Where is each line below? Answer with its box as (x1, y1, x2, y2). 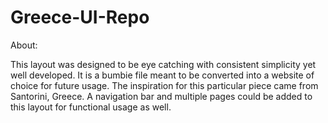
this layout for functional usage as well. (10, 101, 172, 113)
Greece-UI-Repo (10, 6, 150, 29)
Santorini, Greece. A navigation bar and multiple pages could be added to (10, 90, 313, 102)
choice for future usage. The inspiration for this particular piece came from (10, 79, 319, 91)
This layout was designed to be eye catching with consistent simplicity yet (10, 58, 317, 70)
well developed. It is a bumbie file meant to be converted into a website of (10, 69, 315, 81)
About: (10, 39, 38, 51)
